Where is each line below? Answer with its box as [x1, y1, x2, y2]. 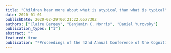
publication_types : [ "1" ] [5, 26, 60, 31]
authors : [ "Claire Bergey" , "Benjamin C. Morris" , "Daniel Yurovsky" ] [5, 21, 158, 27]
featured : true [5, 36, 38, 41]
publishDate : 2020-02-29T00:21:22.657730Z [5, 17, 97, 22]
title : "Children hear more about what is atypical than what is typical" [5, 7, 167, 13]
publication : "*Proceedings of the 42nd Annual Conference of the [5, 40, 149, 45]
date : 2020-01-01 [5, 12, 42, 17]
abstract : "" [5, 31, 33, 36]
